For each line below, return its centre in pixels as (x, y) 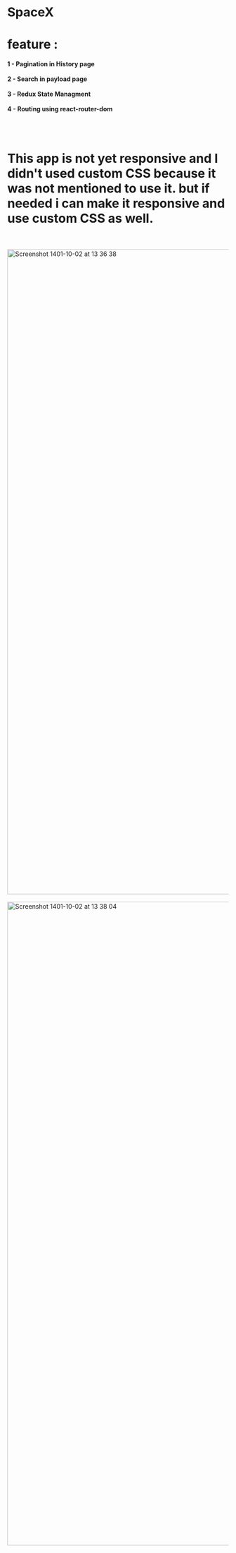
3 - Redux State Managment (49, 94)
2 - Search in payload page (47, 79)
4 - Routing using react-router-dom (60, 109)
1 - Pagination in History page (51, 64)
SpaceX (31, 12)
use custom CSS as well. (80, 219)
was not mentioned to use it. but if (109, 189)
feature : (33, 45)
